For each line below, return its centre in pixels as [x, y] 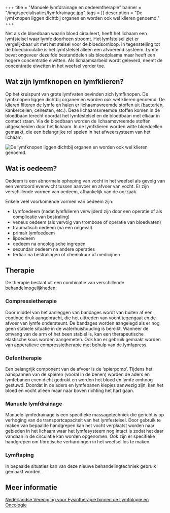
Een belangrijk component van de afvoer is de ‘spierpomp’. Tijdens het [79, 369]
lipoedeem [24, 238]
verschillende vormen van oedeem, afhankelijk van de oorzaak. [72, 191]
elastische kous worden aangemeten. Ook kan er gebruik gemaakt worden [83, 339]
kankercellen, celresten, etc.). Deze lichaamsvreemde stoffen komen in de [83, 110]
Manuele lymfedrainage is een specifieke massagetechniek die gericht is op [85, 415]
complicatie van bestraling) [41, 217]
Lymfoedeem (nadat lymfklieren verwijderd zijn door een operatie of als [87, 211]
